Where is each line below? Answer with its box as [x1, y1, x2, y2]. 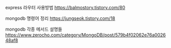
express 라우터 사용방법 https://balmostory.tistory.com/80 [5, 5, 126, 10]
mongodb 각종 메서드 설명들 [5, 26, 62, 32]
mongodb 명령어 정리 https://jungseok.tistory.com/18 [5, 15, 116, 21]
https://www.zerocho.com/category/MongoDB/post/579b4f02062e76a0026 [5, 32, 166, 38]
